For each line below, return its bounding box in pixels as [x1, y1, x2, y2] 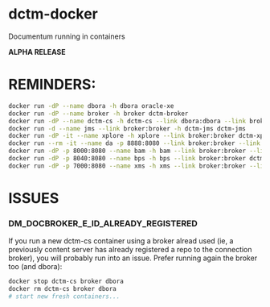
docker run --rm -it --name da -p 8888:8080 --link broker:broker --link [8, 139, 261, 147]
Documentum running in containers [8, 31, 126, 41]
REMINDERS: [8, 76, 96, 93]
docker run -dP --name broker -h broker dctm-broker [8, 110, 189, 118]
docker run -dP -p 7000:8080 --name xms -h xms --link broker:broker [8, 162, 247, 170]
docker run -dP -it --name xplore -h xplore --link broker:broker [8, 132, 235, 140]
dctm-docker [8, 5, 99, 23]
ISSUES [8, 189, 59, 207]
